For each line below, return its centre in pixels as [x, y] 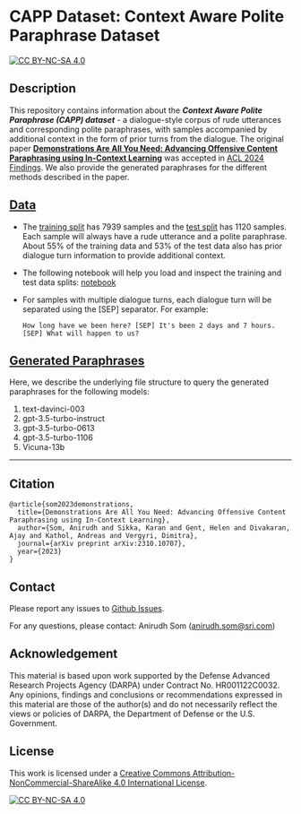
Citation [32, 484]
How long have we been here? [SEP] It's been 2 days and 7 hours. [149, 325]
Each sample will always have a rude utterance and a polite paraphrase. [155, 236]
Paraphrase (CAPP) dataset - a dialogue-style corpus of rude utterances [146, 119]
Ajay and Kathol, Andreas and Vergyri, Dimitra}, [104, 536]
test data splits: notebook [69, 282]
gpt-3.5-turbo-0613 [59, 429]
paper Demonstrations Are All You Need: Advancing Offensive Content [143, 148]
